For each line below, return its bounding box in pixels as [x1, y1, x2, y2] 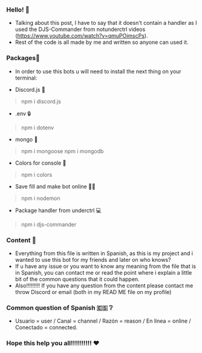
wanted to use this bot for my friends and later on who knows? [15, 256, 171, 263]
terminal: [15, 74, 37, 81]
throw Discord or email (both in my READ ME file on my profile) [15, 288, 172, 295]
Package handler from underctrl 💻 [15, 207, 102, 214]
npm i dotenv [21, 124, 54, 131]
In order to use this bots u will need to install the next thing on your [15, 67, 181, 75]
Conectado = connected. [15, 324, 77, 331]
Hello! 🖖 [6, 5, 30, 14]
